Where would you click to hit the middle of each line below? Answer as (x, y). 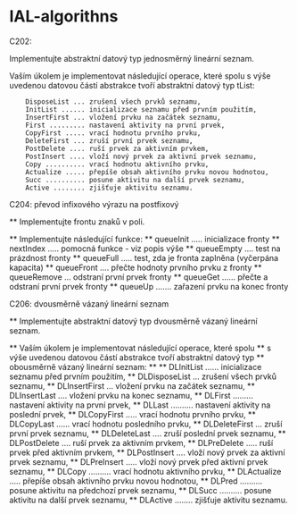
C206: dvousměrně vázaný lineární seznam (89, 303)
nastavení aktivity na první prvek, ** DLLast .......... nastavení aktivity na (140, 405)
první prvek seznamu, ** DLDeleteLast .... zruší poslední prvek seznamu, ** (148, 433)
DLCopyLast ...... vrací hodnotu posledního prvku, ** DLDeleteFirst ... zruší (146, 424)
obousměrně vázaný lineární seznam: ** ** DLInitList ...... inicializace (136, 367)
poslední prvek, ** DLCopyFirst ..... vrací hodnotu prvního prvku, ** (133, 414)
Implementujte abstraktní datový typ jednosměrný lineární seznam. (132, 58)
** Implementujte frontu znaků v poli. (77, 222)
